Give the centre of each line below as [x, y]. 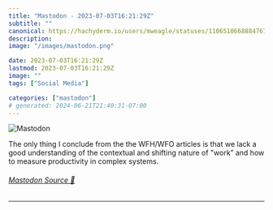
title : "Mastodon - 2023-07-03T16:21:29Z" [81, 16]
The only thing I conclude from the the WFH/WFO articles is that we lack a [133, 144]
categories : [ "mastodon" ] [52, 98]
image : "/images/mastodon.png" [61, 46]
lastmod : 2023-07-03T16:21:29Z [61, 69]
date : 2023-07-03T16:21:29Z [56, 61]
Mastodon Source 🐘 [42, 180]
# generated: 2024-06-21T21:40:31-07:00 [78, 105]
